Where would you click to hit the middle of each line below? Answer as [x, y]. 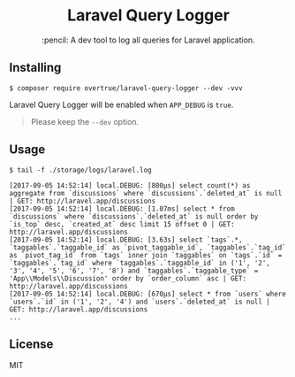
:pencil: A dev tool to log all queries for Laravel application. [148, 40]
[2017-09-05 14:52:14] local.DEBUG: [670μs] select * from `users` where [148, 294]
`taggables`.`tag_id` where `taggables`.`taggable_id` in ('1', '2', [140, 263]
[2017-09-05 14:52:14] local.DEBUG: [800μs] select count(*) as [130, 185]
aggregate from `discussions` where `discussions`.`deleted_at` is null [146, 193]
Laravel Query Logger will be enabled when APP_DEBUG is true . [121, 104]
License [31, 344]
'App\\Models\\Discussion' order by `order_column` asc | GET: [128, 278]
